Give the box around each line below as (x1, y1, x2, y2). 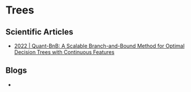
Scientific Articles (5, 27, 73, 37)
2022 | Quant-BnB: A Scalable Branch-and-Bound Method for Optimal (14, 42, 184, 49)
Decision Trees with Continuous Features (14, 49, 115, 56)
